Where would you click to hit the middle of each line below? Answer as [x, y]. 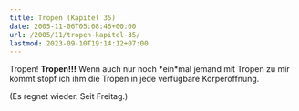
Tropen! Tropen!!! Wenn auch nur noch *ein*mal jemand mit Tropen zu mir [149, 69]
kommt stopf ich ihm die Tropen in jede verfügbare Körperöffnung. [134, 79]
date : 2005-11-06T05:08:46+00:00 [73, 26]
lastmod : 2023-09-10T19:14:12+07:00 [79, 43]
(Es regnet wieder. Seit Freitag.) [69, 96]
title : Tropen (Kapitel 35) [63, 18]
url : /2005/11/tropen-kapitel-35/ [75, 35]
